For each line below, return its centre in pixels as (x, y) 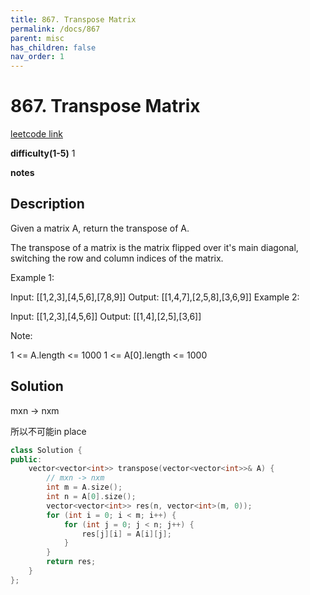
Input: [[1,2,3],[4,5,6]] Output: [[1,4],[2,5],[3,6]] (106, 316)
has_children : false (53, 47)
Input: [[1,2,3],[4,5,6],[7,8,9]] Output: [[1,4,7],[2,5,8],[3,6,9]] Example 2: (155, 297)
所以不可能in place (48, 431)
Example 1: (32, 277)
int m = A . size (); (84, 487)
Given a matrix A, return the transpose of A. (100, 228)
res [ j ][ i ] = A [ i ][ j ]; (126, 534)
